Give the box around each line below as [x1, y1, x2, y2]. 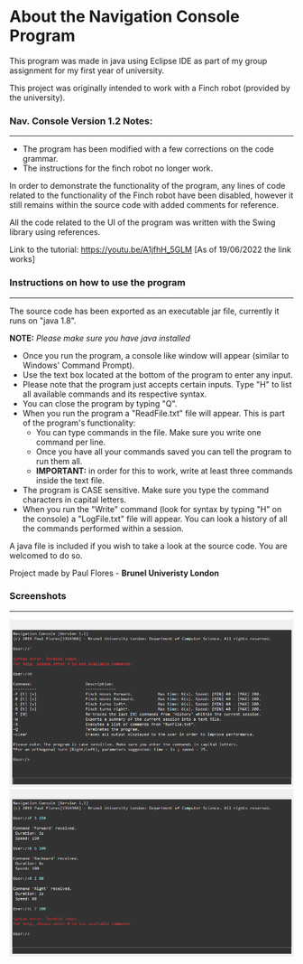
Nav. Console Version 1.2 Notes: [9, 115, 153, 127]
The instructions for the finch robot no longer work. [22, 163, 214, 173]
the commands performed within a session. [22, 522, 185, 534]
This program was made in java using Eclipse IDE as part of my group [9, 55, 268, 66]
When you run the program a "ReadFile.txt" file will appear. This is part [22, 407, 286, 418]
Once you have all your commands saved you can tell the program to [35, 445, 292, 457]
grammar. [22, 154, 59, 164]
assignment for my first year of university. [9, 65, 165, 76]
